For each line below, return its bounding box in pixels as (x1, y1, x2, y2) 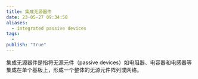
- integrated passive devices (11, 25, 86, 31)
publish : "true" (6, 42, 47, 48)
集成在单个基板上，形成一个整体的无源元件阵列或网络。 (6, 66, 142, 73)
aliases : (6, 20, 28, 26)
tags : (6, 31, 20, 37)
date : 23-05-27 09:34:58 (6, 14, 68, 20)
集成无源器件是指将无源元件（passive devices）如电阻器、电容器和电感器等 (6, 59, 192, 66)
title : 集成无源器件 (6, 8, 52, 15)
